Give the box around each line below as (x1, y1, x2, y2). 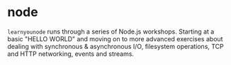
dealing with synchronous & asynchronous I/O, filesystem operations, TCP (7, 42, 225, 50)
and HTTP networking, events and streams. (7, 50, 135, 58)
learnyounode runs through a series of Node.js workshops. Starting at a (7, 27, 215, 36)
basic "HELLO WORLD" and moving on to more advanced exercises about (7, 34, 223, 43)
